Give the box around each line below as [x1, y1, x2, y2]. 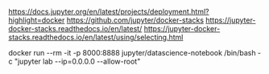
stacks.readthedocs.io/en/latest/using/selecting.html [8, 32, 184, 42]
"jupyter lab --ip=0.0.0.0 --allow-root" [14, 56, 141, 66]
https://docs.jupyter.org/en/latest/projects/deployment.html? [8, 7, 209, 16]
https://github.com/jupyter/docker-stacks [66, 15, 204, 25]
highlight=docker [8, 15, 65, 25]
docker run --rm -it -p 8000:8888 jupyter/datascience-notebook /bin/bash [8, 48, 256, 57]
